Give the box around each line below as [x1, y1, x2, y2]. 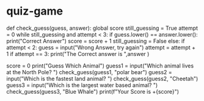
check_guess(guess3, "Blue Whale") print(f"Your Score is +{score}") [6, 88, 179, 95]
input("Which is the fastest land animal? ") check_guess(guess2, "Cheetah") [6, 75, 199, 82]
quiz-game [6, 4, 63, 18]
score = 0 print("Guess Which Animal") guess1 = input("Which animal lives [6, 62, 194, 69]
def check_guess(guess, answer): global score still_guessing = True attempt [6, 24, 199, 32]
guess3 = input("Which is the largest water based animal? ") [6, 81, 158, 89]
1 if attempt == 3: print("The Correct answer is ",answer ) [6, 50, 150, 57]
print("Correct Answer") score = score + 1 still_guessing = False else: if [6, 37, 185, 44]
